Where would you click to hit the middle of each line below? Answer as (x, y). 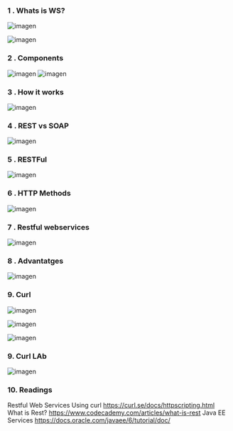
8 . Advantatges (36, 261)
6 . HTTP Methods (39, 194)
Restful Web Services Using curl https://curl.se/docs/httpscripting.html (111, 405)
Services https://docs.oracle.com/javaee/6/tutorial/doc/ (89, 420)
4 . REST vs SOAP (38, 125)
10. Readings (30, 390)
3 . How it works (36, 92)
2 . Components (36, 58)
